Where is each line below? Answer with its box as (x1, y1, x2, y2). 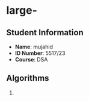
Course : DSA (14, 56, 48, 63)
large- (6, 4, 38, 17)
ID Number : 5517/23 (14, 50, 66, 57)
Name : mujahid (14, 43, 53, 50)
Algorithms (6, 73, 49, 84)
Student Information (6, 27, 84, 38)
